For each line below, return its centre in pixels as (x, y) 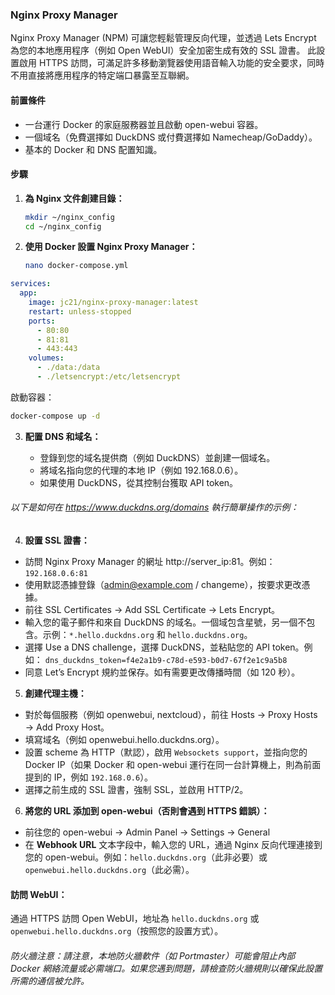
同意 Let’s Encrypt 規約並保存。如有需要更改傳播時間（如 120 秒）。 (162, 672)
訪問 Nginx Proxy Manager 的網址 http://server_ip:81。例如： (150, 562)
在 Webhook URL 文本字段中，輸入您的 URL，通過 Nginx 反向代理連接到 (173, 845)
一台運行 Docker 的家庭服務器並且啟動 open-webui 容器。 (144, 124)
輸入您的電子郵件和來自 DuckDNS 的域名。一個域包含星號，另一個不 (165, 622)
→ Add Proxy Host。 (67, 727)
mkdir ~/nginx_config (69, 217)
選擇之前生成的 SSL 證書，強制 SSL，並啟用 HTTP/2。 (136, 790)
